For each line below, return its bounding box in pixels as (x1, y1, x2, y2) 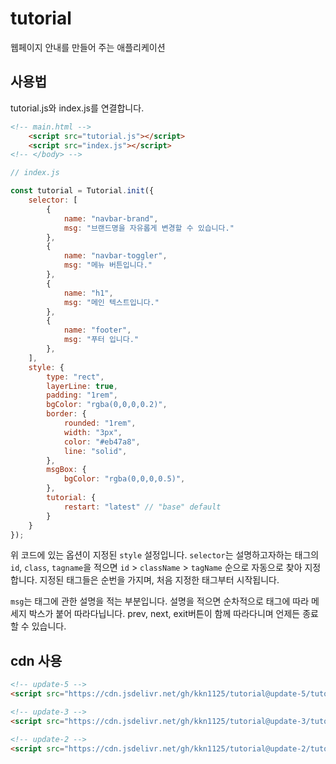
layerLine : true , (46, 381, 118, 391)
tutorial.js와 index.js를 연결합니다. (10, 102, 145, 114)
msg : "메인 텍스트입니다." (63, 297, 160, 307)
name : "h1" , (63, 288, 114, 298)
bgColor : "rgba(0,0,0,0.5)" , (63, 474, 186, 484)
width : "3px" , (63, 427, 123, 437)
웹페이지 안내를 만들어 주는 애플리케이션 (10, 41, 166, 53)
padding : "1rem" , (46, 390, 118, 401)
